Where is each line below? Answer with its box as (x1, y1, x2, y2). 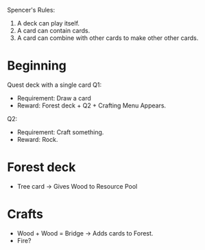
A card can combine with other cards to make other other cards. (16, 34, 199, 42)
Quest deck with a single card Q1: (7, 81, 101, 89)
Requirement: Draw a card (16, 94, 91, 102)
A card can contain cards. (16, 27, 91, 34)
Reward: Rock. (16, 135, 58, 143)
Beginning (7, 58, 67, 74)
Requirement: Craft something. (16, 127, 104, 136)
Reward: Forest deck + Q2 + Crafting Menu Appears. (16, 101, 167, 110)
